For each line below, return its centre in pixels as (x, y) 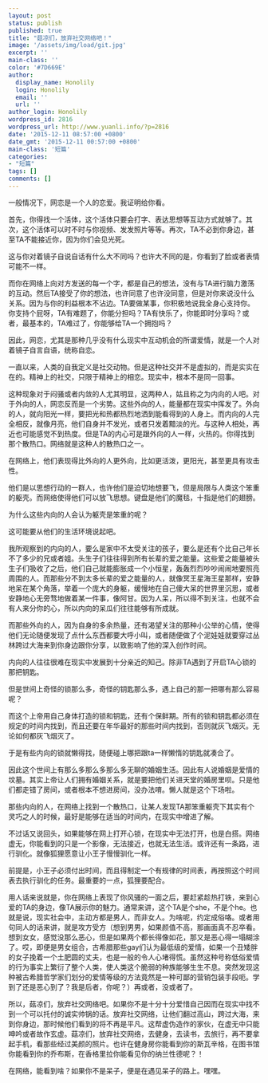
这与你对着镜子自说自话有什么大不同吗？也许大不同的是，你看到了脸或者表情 (134, 256)
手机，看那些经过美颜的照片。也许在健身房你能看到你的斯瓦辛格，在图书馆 (137, 1044)
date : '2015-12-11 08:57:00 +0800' (67, 134)
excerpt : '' (28, 53)
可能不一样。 (29, 266)
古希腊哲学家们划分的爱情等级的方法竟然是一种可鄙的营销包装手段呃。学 (141, 977)
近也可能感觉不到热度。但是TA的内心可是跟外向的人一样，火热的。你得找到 (132, 433)
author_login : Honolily (48, 112)
